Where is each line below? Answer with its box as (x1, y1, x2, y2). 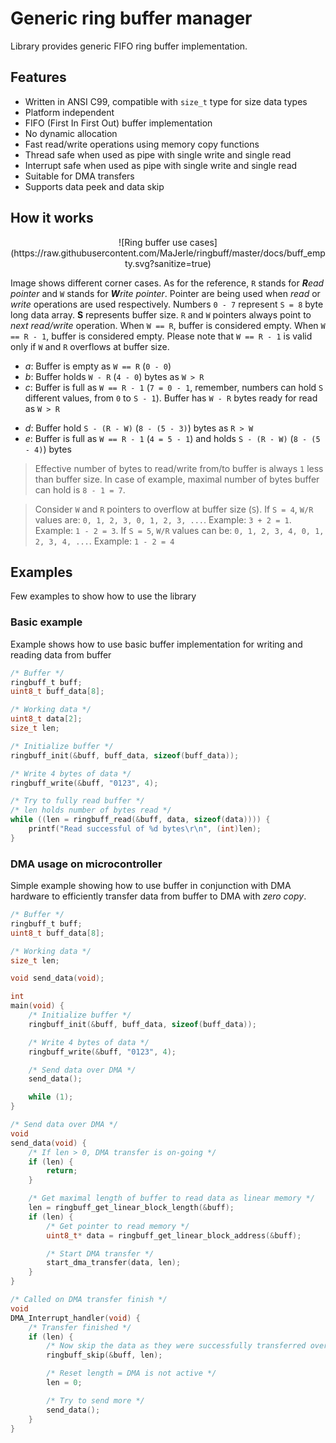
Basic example (10, 615, 83, 629)
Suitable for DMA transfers (24, 170, 135, 182)
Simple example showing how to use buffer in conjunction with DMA (10, 880, 292, 892)
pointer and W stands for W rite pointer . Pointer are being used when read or (10, 287, 321, 299)
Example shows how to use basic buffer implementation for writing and (10, 638, 303, 650)
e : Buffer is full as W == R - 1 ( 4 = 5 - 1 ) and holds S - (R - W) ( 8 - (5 (24, 432, 321, 444)
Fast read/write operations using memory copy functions (24, 138, 260, 150)
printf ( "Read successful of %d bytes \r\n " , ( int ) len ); (28, 824, 262, 834)
